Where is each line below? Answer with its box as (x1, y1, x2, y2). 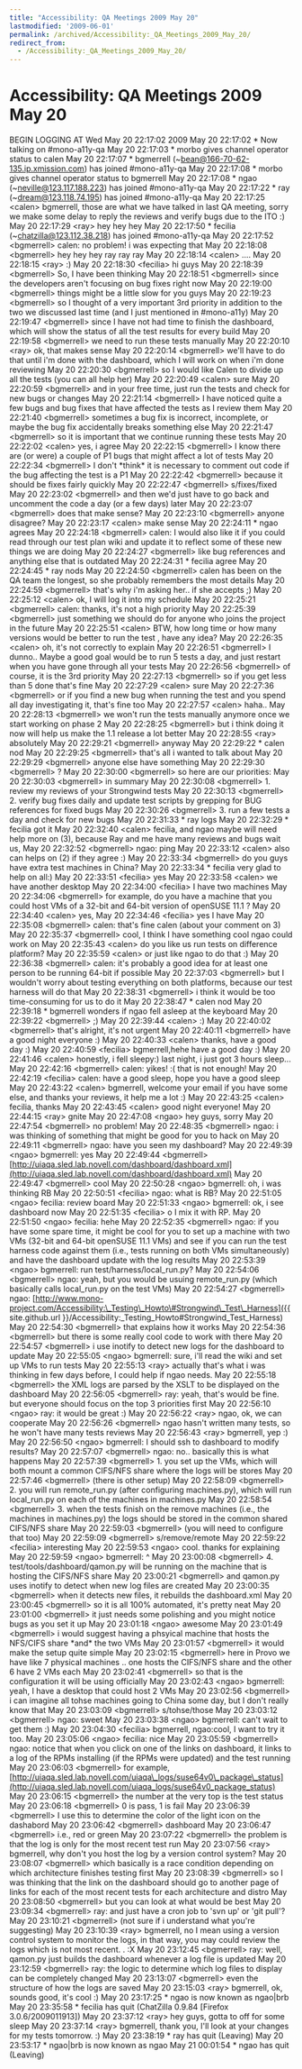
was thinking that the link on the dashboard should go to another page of (9, 1877, 280, 1888)
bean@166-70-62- (181, 154, 250, 165)
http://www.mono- (35, 1293, 104, 1304)
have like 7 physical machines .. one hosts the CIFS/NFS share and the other (9, 1657, 292, 1668)
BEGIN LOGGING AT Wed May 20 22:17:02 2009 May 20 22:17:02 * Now (9, 134, 279, 145)
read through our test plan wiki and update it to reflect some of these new (9, 537, 282, 548)
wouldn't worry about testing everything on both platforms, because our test (9, 977, 293, 988)
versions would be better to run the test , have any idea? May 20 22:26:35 (9, 633, 283, 643)
